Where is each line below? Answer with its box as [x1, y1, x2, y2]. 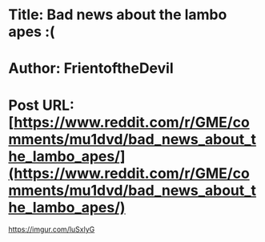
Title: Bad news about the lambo [8, 6, 227, 24]
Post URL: [8, 96, 74, 114]
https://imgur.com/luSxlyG [8, 224, 95, 234]
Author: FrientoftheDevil [8, 59, 174, 78]
